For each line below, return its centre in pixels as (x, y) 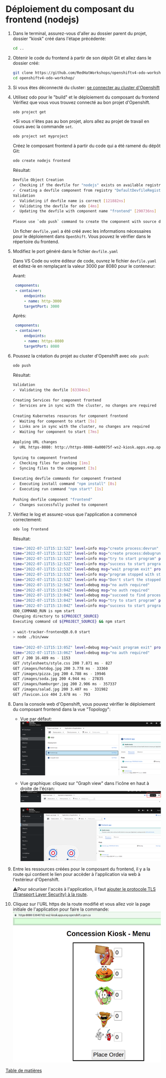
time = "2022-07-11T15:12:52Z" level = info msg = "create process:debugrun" (88, 554)
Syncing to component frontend (45, 458)
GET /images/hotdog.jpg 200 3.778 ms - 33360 (60, 668)
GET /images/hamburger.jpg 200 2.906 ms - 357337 (65, 684)
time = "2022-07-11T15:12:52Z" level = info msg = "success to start (79, 564)
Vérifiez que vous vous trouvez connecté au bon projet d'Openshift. (82, 102)
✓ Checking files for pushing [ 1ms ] (51, 463)
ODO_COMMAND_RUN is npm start (44, 611)
